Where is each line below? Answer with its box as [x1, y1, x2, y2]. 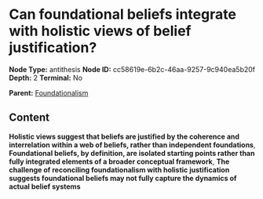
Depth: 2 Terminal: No [9, 73, 83, 82]
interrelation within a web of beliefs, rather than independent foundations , [9, 139, 256, 150]
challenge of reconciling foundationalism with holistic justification [9, 165, 230, 174]
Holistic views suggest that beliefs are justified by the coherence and [9, 132, 240, 141]
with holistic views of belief [9, 22, 192, 40]
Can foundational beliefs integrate [9, 5, 236, 24]
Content [9, 111, 50, 125]
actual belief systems [9, 182, 81, 191]
